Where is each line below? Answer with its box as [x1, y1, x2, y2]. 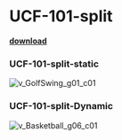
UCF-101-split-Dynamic [9, 100, 114, 113]
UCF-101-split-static [9, 58, 100, 70]
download [9, 35, 47, 46]
